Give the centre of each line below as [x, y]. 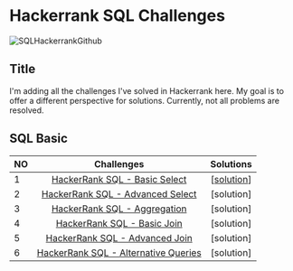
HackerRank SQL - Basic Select [119, 179]
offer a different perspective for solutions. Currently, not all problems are [145, 100]
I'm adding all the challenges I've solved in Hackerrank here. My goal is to [147, 90]
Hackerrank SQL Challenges [118, 16]
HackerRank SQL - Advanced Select [119, 193]
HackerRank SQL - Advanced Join [119, 238]
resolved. [27, 110]
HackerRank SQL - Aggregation [119, 209]
